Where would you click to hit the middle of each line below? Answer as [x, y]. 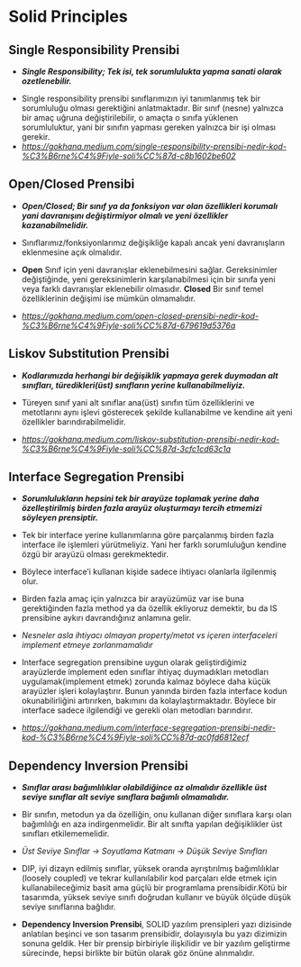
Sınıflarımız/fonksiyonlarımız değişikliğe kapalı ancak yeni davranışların [153, 242]
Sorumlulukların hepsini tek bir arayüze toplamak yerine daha [140, 498]
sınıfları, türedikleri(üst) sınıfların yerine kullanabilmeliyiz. [133, 385]
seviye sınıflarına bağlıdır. [68, 907]
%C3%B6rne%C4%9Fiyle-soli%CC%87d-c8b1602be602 [128, 156]
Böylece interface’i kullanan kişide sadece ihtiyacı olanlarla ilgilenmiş [149, 572]
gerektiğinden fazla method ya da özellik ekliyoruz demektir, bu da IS [150, 608]
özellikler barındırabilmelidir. [73, 422]
